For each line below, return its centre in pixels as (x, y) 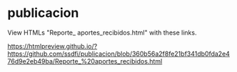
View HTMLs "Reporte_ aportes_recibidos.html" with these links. (102, 32)
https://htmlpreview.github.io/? (52, 46)
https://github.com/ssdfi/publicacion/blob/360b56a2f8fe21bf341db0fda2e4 (119, 54)
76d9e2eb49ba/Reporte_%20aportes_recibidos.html (85, 61)
